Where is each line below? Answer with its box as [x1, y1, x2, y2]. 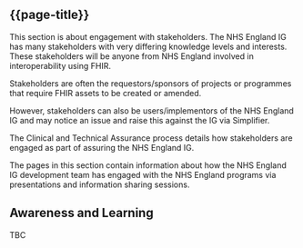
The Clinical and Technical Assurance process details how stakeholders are [9, 132, 293, 144]
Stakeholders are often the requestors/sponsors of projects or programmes [9, 77, 292, 89]
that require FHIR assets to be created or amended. [9, 87, 202, 98]
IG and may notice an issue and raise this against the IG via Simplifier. [9, 114, 270, 125]
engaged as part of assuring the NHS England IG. [9, 142, 195, 153]
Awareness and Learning [9, 205, 154, 221]
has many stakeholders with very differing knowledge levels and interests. [9, 41, 288, 52]
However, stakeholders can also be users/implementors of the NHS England [9, 104, 294, 116]
